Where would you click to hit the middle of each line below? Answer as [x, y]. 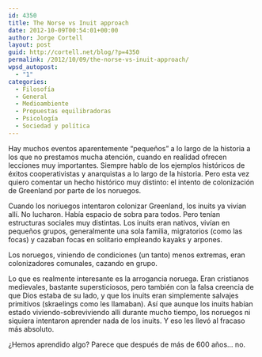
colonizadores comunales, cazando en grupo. [83, 263]
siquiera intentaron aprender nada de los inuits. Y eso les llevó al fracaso [127, 321]
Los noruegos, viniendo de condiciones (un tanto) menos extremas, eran [127, 255]
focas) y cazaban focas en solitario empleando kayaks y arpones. [116, 239]
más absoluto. [31, 329]
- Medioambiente [42, 104]
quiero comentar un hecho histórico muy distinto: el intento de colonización [131, 182]
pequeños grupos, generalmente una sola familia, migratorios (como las [125, 231]
